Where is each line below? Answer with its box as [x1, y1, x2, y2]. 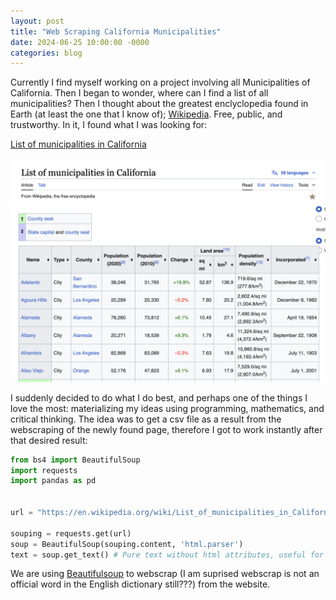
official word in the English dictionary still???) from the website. [10, 578, 271, 590]
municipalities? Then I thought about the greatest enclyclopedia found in [10, 98, 309, 110]
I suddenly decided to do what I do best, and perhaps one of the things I [10, 391, 308, 404]
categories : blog [10, 48, 83, 58]
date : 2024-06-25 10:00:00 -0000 [10, 37, 150, 47]
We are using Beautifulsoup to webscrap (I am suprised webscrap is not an [10, 568, 320, 580]
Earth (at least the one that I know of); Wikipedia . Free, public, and [10, 108, 283, 120]
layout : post [10, 16, 65, 26]
